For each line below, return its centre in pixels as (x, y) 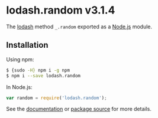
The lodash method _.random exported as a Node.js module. (79, 27)
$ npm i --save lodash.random (43, 76)
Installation (27, 45)
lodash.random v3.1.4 (61, 10)
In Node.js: (19, 87)
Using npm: (20, 59)
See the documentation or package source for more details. (79, 109)
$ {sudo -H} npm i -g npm (38, 70)
